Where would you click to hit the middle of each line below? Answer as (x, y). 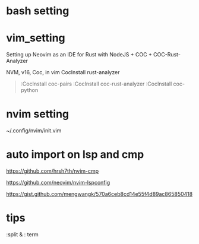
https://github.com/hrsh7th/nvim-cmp (53, 171)
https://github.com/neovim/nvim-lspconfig (58, 183)
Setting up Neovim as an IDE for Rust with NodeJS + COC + (79, 55)
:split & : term (22, 234)
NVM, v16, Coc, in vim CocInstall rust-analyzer (63, 72)
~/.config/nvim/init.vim (34, 131)
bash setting (38, 11)
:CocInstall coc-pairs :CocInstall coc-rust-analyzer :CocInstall (96, 84)
